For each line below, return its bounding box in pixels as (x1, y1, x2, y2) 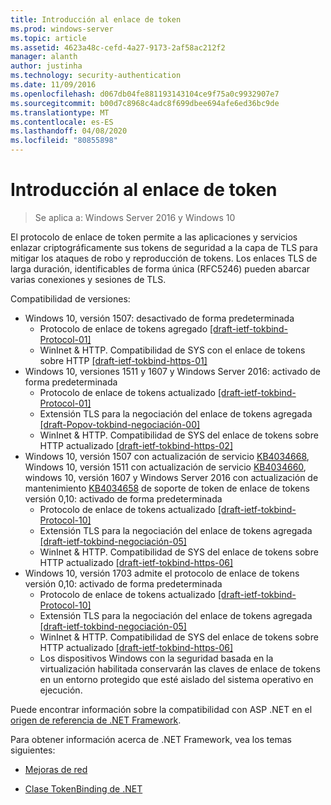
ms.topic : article (10, 33, 87, 43)
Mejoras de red (24, 763, 88, 775)
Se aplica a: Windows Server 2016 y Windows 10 (34, 211, 236, 223)
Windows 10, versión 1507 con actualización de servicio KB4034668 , (24, 450, 310, 462)
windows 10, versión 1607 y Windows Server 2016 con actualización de (24, 471, 319, 483)
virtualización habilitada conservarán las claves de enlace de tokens (39, 662, 321, 675)
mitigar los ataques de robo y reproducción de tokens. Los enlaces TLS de (10, 252, 318, 264)
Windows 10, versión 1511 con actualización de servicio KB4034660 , (24, 461, 307, 473)
